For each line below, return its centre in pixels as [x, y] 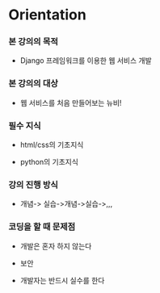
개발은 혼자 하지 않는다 [56, 246]
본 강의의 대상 [34, 84]
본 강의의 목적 [34, 42]
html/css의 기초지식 [52, 145]
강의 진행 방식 [34, 185]
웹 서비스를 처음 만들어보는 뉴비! [71, 103]
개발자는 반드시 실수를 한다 [62, 280]
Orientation [47, 15]
